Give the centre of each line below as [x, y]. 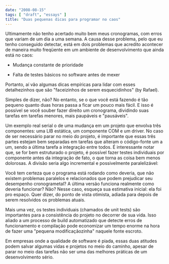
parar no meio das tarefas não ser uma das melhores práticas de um [76, 252]
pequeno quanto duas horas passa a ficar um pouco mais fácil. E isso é [79, 105]
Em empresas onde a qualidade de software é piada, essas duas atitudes [81, 241]
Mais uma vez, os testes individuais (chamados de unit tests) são [73, 210]
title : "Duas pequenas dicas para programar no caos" [63, 19]
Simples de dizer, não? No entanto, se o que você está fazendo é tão [77, 100]
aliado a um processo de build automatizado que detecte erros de [74, 221]
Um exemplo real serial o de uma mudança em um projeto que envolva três [83, 126]
